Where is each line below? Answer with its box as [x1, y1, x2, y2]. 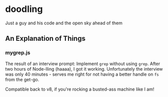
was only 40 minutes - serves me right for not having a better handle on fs [5, 71, 159, 77]
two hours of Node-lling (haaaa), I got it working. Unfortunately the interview [5, 66, 163, 72]
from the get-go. [5, 76, 39, 83]
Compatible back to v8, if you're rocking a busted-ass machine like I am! [5, 86, 154, 92]
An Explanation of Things [5, 34, 86, 43]
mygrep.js [5, 49, 30, 56]
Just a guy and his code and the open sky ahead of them [5, 20, 122, 26]
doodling [5, 3, 43, 15]
